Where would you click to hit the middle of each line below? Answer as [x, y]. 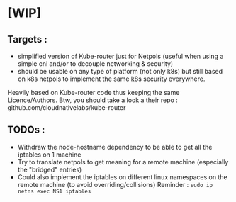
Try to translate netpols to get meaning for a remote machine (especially [123, 162]
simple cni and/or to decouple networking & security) [95, 64]
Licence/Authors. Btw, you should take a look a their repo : [93, 100]
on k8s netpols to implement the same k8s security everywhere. [111, 79]
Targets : [27, 39]
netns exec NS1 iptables [54, 191]
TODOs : [26, 130]
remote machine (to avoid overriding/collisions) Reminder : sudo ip [115, 184]
